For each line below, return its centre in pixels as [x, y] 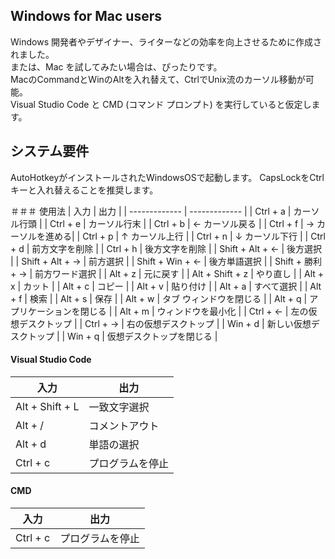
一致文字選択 [119, 407]
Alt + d [31, 444]
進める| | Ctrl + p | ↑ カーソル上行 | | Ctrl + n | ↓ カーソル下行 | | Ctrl [185, 236]
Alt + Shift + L [47, 406]
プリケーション [41, 311]
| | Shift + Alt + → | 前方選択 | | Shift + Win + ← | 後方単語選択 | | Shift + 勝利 [166, 261]
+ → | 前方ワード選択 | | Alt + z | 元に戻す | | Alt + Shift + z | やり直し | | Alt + [167, 273]
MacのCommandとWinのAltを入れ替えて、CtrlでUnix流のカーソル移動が [158, 79]
